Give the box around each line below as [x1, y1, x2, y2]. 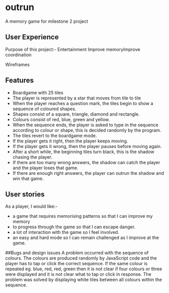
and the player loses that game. [12, 165, 78, 171]
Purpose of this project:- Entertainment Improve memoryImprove [5, 46, 141, 52]
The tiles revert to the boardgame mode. [12, 132, 97, 138]
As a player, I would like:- [5, 204, 58, 210]
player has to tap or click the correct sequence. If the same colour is [5, 261, 148, 267]
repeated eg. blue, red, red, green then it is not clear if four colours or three [5, 266, 162, 272]
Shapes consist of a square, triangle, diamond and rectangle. [12, 111, 140, 117]
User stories [5, 190, 45, 199]
